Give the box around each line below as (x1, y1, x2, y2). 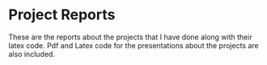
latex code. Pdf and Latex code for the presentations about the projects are (8, 40, 259, 50)
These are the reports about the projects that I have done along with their (8, 32, 252, 42)
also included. (8, 49, 55, 59)
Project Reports (8, 6, 116, 24)
